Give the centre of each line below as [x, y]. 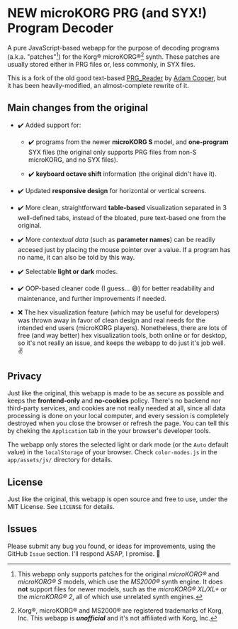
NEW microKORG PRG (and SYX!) [107, 13]
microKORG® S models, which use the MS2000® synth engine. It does [120, 581]
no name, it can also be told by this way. [76, 258]
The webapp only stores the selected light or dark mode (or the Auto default [118, 444]
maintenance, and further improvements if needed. [92, 299]
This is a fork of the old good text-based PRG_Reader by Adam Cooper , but [117, 78]
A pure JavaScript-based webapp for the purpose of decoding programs [113, 48]
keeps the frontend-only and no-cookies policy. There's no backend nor [114, 401]
